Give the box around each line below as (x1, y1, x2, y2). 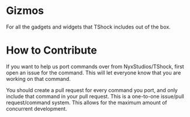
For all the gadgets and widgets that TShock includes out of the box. (6, 23, 171, 30)
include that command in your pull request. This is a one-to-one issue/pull (6, 93, 184, 100)
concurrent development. (6, 105, 67, 112)
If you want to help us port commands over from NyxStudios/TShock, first (6, 63, 184, 70)
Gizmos (6, 4, 44, 17)
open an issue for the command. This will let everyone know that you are (6, 69, 181, 76)
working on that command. (6, 75, 71, 82)
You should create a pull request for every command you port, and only (6, 86, 178, 94)
